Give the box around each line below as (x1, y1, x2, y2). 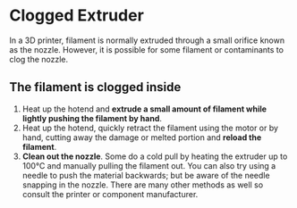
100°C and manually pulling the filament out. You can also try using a (21, 160, 276, 171)
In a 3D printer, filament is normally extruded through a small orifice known (9, 35, 284, 46)
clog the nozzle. (9, 54, 69, 64)
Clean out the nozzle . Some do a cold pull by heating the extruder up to (21, 151, 288, 162)
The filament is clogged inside (9, 79, 182, 95)
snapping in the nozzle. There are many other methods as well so (21, 179, 264, 190)
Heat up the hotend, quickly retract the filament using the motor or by (21, 122, 279, 133)
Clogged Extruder (9, 5, 145, 26)
